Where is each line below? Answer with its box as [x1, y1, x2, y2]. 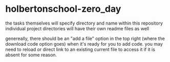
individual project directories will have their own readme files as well [5, 25, 150, 31]
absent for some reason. [5, 52, 57, 58]
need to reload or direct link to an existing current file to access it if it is [5, 46, 155, 52]
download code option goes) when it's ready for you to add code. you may [5, 40, 163, 47]
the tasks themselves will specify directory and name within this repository [5, 20, 163, 26]
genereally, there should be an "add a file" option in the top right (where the [5, 35, 165, 42]
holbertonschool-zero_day [5, 3, 121, 15]
